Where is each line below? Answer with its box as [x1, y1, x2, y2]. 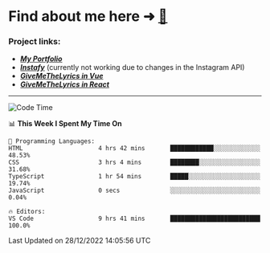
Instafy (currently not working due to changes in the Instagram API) [19, 63, 245, 72]
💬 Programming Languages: [8, 137, 95, 145]
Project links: [8, 36, 61, 47]
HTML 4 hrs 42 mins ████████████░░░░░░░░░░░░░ [8, 145, 261, 153]
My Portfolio [19, 54, 63, 63]
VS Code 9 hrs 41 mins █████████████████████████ [8, 214, 261, 223]
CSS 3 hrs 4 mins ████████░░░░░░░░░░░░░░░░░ [8, 158, 261, 167]
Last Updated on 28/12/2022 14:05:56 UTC [8, 236, 151, 246]
